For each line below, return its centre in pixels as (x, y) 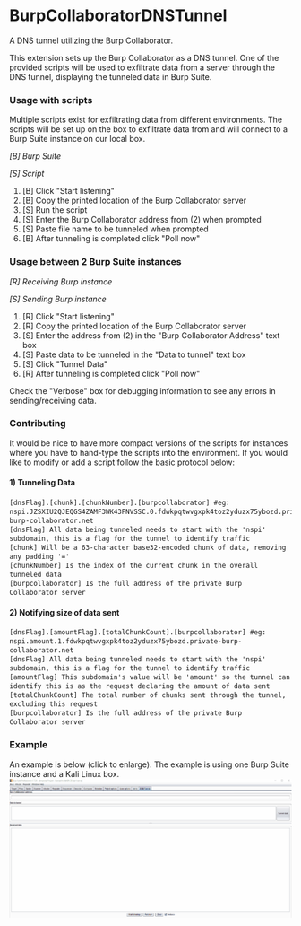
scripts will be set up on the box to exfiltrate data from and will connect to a (149, 129)
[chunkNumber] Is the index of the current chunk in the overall (133, 566)
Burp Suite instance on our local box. (77, 139)
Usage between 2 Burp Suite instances (95, 262)
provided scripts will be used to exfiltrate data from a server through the (142, 67)
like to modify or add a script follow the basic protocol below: (122, 462)
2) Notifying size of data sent (64, 612)
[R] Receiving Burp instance (61, 281)
